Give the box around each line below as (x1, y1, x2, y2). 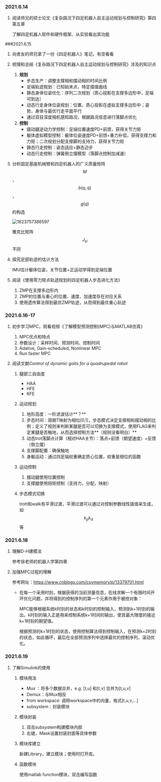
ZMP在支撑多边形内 (19, 287, 59, 293)
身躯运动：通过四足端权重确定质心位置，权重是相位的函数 (26, 454, 141, 460)
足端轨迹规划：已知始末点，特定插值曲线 (26, 84, 107, 90)
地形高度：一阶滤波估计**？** (26, 411, 86, 417)
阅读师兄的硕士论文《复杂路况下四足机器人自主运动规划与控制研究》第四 (12, 15, 156, 21)
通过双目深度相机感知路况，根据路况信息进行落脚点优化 (26, 114, 137, 120)
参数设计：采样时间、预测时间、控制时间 (19, 340, 100, 346)
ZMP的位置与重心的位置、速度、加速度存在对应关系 (19, 294, 122, 299)
